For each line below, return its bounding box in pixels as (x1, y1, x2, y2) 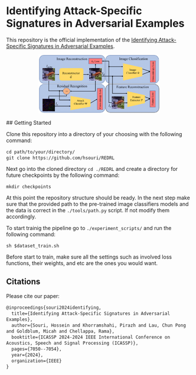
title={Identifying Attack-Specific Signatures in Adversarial (11, 311, 170, 316)
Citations (6, 277, 41, 287)
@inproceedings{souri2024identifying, (6, 305, 102, 311)
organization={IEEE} (11, 358, 62, 364)
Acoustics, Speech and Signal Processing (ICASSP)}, (6, 340, 139, 346)
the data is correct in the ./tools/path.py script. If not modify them (6, 206, 170, 214)
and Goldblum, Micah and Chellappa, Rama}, (6, 328, 115, 334)
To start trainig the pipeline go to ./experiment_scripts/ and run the (6, 224, 172, 231)
